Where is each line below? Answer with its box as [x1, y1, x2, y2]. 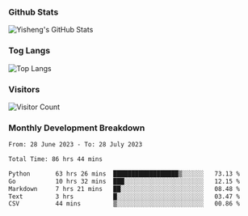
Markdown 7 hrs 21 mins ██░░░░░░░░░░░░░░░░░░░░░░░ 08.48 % [8, 184, 241, 193]
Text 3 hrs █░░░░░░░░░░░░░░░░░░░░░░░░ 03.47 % [8, 193, 241, 201]
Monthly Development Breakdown [8, 122, 145, 133]
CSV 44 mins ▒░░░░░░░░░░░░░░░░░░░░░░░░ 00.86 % [8, 200, 241, 208]
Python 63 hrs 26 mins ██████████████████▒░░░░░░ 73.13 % [8, 169, 241, 178]
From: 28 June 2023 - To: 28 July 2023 [8, 141, 143, 149]
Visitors [8, 83, 40, 95]
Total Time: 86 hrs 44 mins [8, 155, 103, 163]
